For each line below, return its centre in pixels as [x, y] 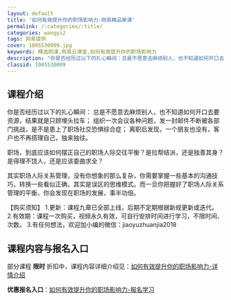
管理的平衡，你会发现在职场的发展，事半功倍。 [73, 193]
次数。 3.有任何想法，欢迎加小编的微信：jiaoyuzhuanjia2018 [92, 225]
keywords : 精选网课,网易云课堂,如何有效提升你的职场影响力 [82, 52]
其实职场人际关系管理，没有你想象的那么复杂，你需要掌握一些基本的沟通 [109, 175]
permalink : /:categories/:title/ [55, 26]
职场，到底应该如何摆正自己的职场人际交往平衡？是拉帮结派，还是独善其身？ [115, 153]
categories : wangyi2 [37, 33]
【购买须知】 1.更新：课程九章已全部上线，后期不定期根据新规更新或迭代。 [112, 208]
